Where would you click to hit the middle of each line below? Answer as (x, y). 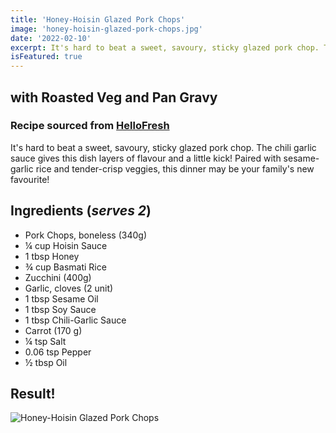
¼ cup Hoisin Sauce (66, 245)
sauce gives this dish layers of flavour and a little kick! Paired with (146, 158)
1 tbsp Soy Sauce (60, 309)
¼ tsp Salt (45, 341)
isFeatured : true (46, 57)
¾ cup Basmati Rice (65, 267)
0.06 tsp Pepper (58, 352)
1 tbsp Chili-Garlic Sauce (75, 320)
